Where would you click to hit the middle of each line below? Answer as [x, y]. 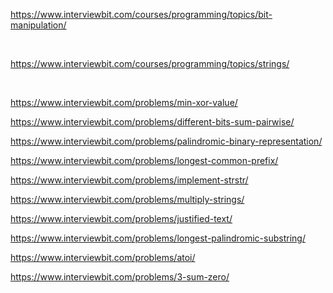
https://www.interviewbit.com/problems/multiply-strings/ [127, 199]
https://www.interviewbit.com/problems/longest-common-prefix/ [144, 160]
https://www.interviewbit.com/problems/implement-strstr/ [129, 180]
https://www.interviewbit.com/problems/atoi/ [103, 257]
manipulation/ [38, 25]
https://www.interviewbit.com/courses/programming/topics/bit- [141, 14]
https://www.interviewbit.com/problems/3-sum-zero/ [120, 277]
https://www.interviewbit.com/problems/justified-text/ [121, 218]
